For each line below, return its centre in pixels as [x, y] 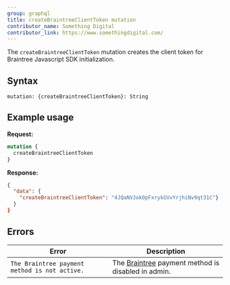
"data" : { [27, 191]
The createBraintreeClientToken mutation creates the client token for [105, 52]
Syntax [23, 80]
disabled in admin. [141, 271]
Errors [21, 232]
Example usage [40, 117]
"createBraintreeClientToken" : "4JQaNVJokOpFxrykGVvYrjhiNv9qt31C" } [119, 198]
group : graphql [29, 13]
